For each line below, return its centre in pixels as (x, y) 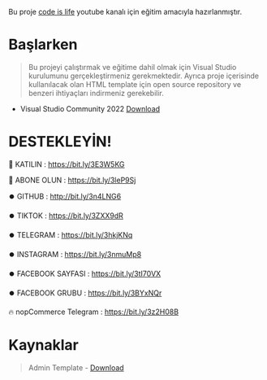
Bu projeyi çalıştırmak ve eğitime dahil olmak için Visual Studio (132, 67)
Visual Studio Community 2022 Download (90, 108)
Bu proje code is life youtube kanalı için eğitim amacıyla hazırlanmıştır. (125, 12)
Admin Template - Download (76, 367)
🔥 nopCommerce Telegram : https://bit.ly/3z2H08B (94, 312)
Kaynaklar (43, 345)
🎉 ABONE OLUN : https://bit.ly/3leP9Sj (72, 180)
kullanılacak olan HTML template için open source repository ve (135, 84)
